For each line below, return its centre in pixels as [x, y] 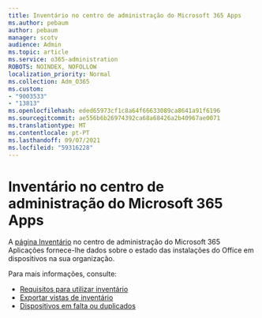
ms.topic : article [38, 52]
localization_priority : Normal [60, 74]
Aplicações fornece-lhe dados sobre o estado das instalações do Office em [131, 250]
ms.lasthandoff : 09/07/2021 [54, 140]
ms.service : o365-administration [63, 60]
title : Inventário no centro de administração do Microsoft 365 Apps [125, 15]
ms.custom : [26, 89]
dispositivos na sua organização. [62, 259]
